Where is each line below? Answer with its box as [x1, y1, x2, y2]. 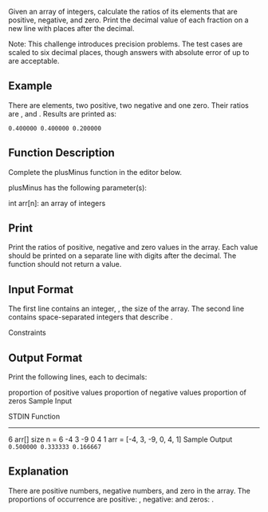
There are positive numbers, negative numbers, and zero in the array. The [8, 486, 251, 495]
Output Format [8, 351, 83, 364]
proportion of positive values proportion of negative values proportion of [8, 387, 247, 398]
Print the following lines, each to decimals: [8, 372, 148, 382]
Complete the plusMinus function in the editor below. [8, 167, 182, 177]
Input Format [8, 283, 74, 296]
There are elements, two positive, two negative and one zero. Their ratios [8, 100, 249, 110]
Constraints [8, 327, 46, 338]
